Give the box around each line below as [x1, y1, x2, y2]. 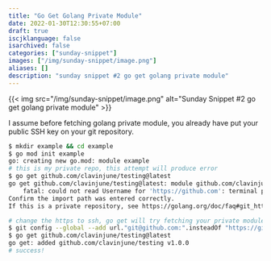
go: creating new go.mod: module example [8, 157, 150, 165]
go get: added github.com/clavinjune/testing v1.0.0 [8, 239, 190, 247]
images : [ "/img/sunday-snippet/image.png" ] [8, 57, 157, 65]
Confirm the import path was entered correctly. [8, 194, 175, 202]
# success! [8, 246, 45, 255]
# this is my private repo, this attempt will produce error [8, 164, 219, 173]
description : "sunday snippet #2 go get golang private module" [8, 72, 229, 80]
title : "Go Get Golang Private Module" [8, 11, 143, 20]
